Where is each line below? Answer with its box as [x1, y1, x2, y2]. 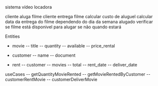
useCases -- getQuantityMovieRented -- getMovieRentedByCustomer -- [5, 71, 151, 77]
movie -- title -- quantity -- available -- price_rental [12, 43, 116, 48]
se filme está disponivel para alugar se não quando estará [5, 24, 121, 30]
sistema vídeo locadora [5, 4, 52, 10]
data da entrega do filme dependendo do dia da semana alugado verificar [5, 19, 153, 24]
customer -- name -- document [12, 52, 76, 58]
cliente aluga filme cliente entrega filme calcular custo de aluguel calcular [5, 14, 153, 19]
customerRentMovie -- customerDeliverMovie [5, 77, 98, 82]
